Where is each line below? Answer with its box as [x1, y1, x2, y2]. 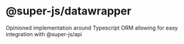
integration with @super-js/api [6, 30, 82, 37]
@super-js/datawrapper [6, 4, 132, 18]
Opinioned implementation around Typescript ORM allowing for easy [6, 24, 178, 31]
